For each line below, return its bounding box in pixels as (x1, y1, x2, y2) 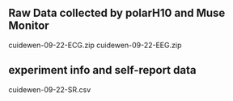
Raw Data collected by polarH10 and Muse (8, 6, 226, 20)
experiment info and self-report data (8, 63, 197, 77)
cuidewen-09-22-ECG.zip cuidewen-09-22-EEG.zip (8, 40, 182, 50)
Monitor (8, 19, 50, 33)
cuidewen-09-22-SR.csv (8, 84, 91, 95)
